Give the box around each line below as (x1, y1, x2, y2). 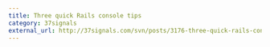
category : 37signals (8, 19, 78, 27)
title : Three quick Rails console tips (8, 11, 142, 20)
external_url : (8, 26, 56, 34)
